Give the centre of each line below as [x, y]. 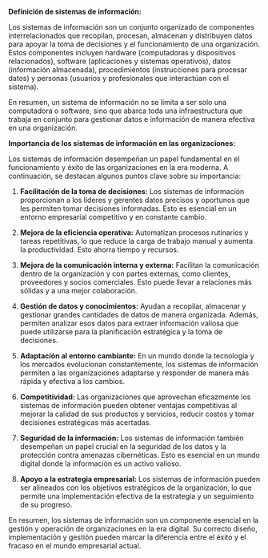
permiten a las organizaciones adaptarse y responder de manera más [134, 373]
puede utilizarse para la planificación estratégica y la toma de [121, 332]
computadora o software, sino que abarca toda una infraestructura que [126, 111]
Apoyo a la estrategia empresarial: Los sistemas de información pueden [140, 479]
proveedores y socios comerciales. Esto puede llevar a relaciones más [136, 282]
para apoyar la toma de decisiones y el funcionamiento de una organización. [134, 44]
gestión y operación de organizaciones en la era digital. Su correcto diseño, [133, 529]
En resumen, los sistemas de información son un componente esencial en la [134, 520]
